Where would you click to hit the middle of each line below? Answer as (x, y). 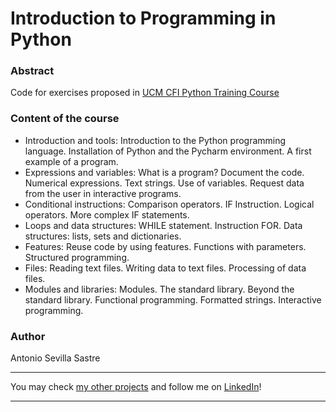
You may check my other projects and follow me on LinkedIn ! (136, 387)
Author (28, 336)
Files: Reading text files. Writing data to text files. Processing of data (165, 268)
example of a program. (71, 161)
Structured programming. (77, 257)
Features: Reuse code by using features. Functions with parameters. (165, 246)
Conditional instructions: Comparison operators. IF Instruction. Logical (169, 204)
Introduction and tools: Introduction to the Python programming (155, 140)
